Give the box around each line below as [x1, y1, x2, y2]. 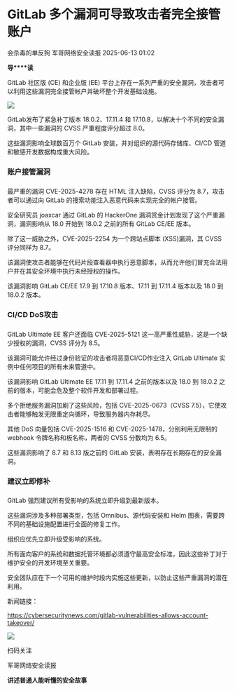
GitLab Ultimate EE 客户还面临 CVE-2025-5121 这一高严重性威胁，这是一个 [7, 330, 222, 338]
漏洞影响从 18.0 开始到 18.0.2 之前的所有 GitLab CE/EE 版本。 [19, 219, 195, 228]
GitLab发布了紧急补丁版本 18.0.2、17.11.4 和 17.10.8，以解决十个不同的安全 [7, 115, 218, 123]
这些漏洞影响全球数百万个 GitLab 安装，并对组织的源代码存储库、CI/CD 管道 [7, 138, 226, 147]
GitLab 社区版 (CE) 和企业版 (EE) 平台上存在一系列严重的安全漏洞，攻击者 [7, 78, 219, 86]
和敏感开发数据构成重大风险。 [7, 147, 93, 156]
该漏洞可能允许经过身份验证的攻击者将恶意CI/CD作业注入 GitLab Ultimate [7, 354, 218, 362]
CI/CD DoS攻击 [7, 309, 59, 319]
